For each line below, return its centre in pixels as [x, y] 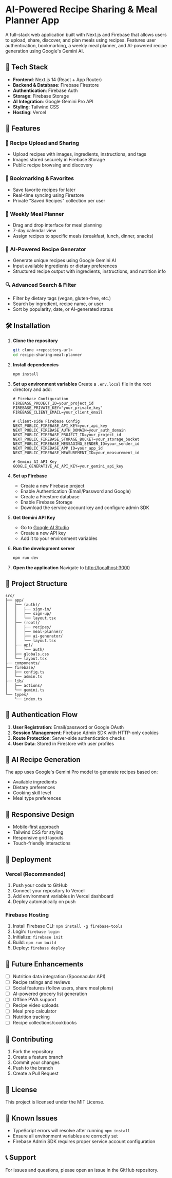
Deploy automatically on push [44, 901]
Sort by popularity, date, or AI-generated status [63, 309]
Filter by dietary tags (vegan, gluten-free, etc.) [62, 298]
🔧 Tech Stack [27, 67]
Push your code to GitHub [40, 885]
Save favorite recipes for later [44, 190]
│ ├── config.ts [25, 672]
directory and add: [32, 389]
